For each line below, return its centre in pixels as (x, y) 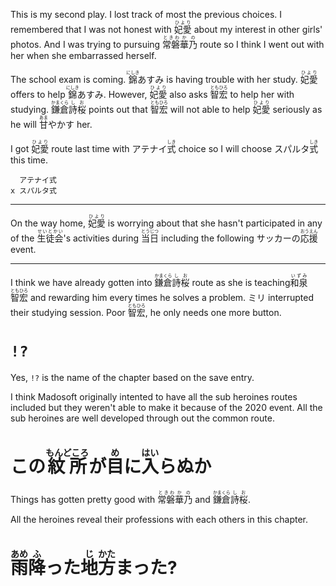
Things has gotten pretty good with (83, 499)
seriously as (297, 109)
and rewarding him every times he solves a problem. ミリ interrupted (172, 297)
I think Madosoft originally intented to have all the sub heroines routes (154, 396)
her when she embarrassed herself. (83, 55)
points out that (118, 109)
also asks (188, 94)
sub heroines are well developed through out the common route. (142, 418)
